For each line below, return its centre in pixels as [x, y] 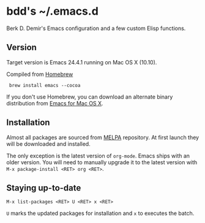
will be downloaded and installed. [48, 144]
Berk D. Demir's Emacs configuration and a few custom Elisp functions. [96, 28]
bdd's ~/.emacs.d [53, 11]
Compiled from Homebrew [40, 74]
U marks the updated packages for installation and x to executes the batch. [100, 213]
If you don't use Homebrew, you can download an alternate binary [90, 97]
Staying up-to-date [44, 188]
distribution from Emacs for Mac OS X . [55, 103]
